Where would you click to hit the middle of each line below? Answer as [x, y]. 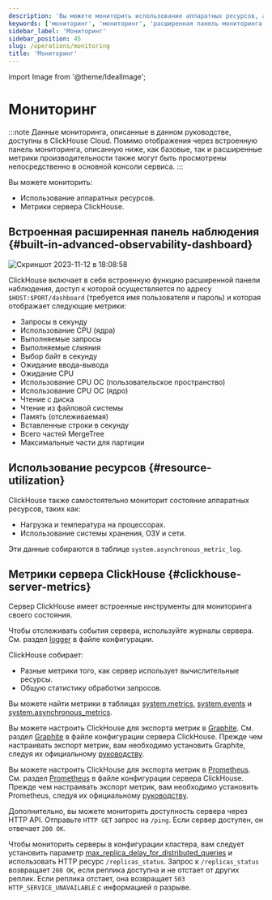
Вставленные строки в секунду [74, 425]
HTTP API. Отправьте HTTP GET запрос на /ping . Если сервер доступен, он [136, 820]
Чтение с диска [47, 399]
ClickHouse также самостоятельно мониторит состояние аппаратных [129, 500]
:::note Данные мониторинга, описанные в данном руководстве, [120, 131]
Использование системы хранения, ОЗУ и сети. [103, 533]
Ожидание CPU [47, 373]
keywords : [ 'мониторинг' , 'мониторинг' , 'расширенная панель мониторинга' [137, 24]
